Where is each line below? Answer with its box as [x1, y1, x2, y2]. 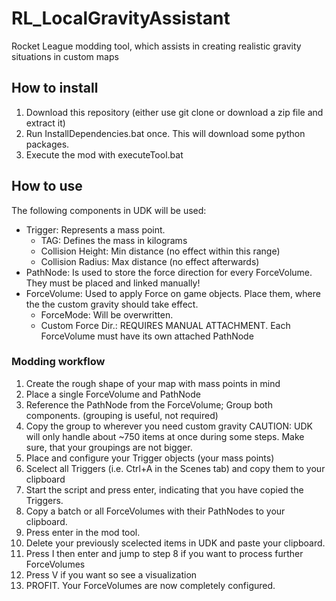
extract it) [25, 117, 66, 129]
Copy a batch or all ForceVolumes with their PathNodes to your [25, 505, 286, 517]
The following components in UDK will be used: [11, 204, 207, 216]
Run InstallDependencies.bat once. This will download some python [25, 127, 306, 139]
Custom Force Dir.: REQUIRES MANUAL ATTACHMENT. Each [40, 319, 291, 331]
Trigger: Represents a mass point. [25, 223, 166, 236]
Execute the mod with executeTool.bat [25, 148, 184, 161]
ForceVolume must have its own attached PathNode [40, 330, 254, 342]
